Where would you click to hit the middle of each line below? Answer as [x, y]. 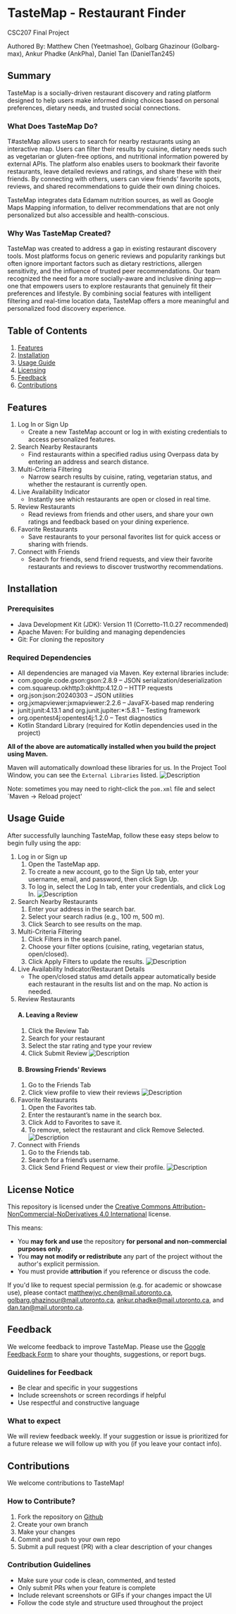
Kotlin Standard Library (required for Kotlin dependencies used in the [117, 725]
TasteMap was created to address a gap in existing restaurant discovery [112, 249]
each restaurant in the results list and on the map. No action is [118, 984]
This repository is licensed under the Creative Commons [89, 1206]
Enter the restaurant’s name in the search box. [95, 1115]
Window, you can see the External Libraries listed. [83, 775]
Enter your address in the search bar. [82, 909]
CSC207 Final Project [38, 32]
